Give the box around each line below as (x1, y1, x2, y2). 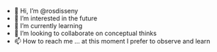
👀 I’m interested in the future (13, 14, 98, 22)
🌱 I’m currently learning (13, 22, 83, 30)
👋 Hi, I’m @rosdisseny (13, 7, 79, 15)
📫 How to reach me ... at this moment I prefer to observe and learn (13, 37, 211, 45)
